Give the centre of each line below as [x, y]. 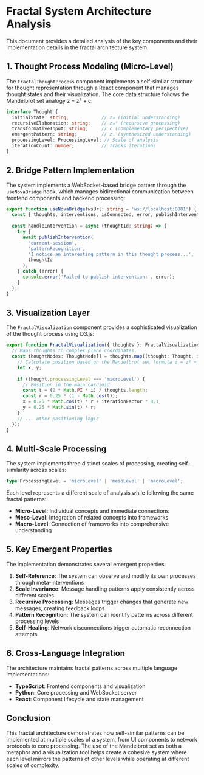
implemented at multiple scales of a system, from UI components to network [102, 739]
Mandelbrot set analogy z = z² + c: [49, 100]
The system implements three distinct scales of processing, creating [92, 464]
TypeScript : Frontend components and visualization [80, 686]
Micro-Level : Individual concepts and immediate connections [92, 511]
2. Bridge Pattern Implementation [70, 171]
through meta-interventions [49, 582]
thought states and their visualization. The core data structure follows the [98, 94]
